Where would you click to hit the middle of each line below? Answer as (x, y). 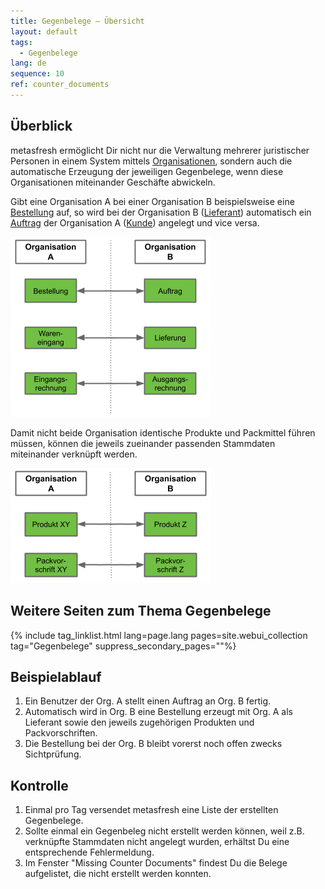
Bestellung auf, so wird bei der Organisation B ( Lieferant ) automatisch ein (161, 212)
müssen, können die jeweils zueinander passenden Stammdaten (143, 443)
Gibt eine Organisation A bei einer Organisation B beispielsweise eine (152, 201)
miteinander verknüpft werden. (74, 454)
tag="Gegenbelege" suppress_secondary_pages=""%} (123, 646)
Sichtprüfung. (53, 754)
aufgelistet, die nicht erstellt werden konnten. (118, 874)
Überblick (41, 126)
